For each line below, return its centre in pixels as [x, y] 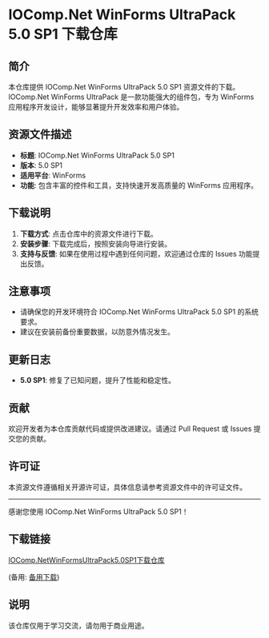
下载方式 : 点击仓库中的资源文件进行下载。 [88, 233]
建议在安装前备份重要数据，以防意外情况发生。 [97, 332]
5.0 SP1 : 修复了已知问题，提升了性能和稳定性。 [98, 381]
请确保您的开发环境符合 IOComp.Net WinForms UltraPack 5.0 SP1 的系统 [139, 312]
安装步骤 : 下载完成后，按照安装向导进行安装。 [96, 243]
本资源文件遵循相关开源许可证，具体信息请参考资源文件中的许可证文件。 [127, 487]
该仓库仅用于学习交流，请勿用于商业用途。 [78, 625]
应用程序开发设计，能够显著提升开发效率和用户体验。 [96, 107]
